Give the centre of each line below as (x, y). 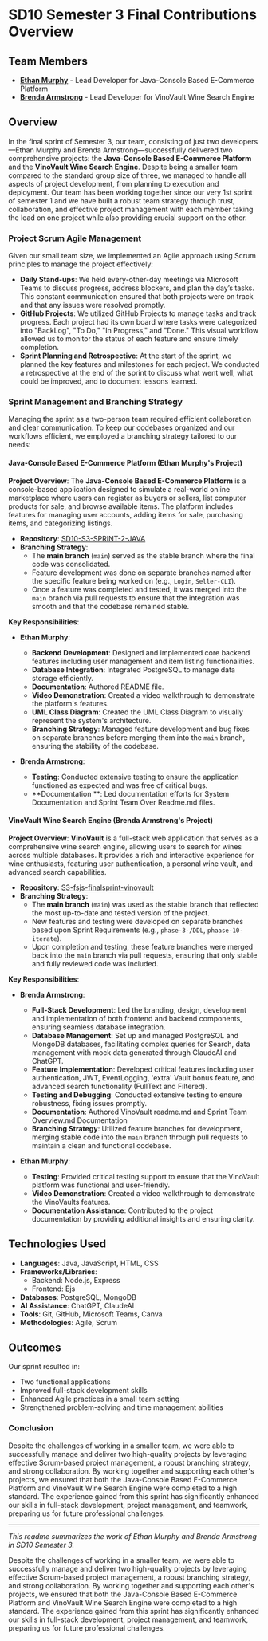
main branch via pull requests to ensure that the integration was (136, 598)
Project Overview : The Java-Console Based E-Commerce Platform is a (127, 481)
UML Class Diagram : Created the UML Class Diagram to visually (137, 712)
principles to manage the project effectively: (81, 264)
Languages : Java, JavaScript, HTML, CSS (89, 1263)
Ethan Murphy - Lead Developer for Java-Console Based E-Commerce (137, 80)
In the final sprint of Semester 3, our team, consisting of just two (114, 141)
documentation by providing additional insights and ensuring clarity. (143, 1218)
